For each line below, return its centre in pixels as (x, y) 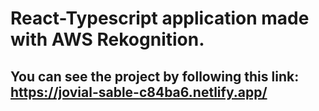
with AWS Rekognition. (107, 39)
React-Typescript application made (160, 18)
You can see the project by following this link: (155, 76)
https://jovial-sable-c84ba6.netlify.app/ (139, 92)
